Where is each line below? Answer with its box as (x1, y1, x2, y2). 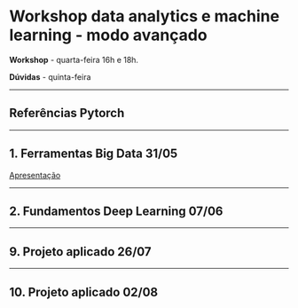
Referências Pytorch (9, 106, 125, 121)
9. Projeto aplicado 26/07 (9, 244, 153, 259)
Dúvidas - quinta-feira (9, 71, 91, 82)
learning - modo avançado (9, 25, 208, 45)
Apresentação (9, 170, 61, 180)
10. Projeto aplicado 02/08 (9, 284, 159, 299)
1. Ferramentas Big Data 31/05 (9, 146, 178, 162)
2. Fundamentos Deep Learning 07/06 (9, 203, 223, 218)
